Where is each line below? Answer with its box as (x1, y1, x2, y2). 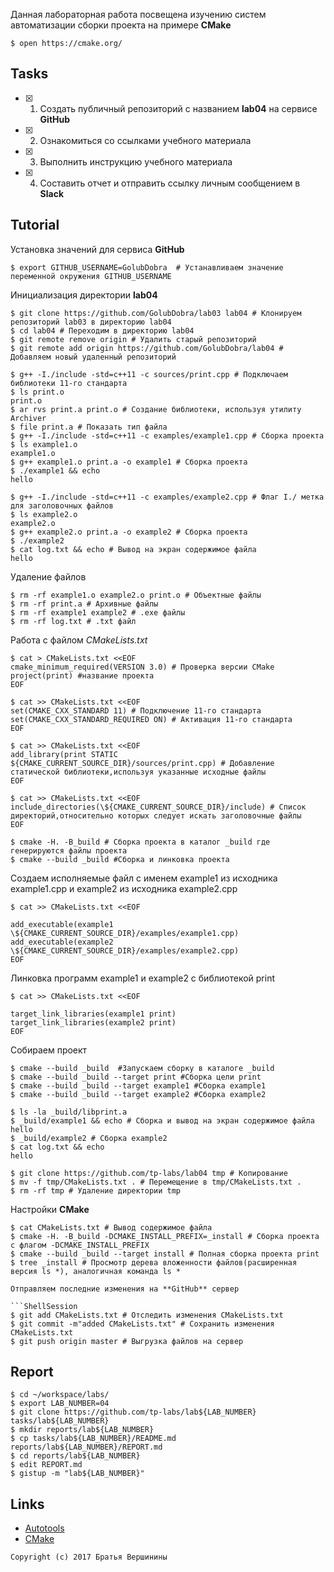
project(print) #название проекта (10, 670, 155, 681)
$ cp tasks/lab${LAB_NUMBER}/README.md (10, 1434, 177, 1444)
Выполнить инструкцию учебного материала (39, 155, 233, 168)
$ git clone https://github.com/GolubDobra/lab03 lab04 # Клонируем (10, 308, 302, 318)
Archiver (10, 413, 47, 423)
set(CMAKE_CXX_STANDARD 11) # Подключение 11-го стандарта (10, 705, 262, 716)
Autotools (24, 1522, 65, 1534)
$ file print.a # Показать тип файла (10, 422, 168, 432)
